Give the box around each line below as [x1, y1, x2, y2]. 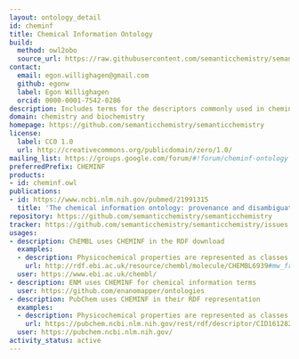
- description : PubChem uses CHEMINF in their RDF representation [9, 295, 261, 304]
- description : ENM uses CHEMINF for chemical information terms [9, 278, 256, 287]
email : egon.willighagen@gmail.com [17, 71, 149, 80]
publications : [9, 187, 62, 196]
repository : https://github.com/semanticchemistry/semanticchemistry [9, 211, 273, 221]
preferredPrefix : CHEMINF [9, 162, 105, 171]
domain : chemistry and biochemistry [9, 112, 145, 121]
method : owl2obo [17, 46, 77, 55]
